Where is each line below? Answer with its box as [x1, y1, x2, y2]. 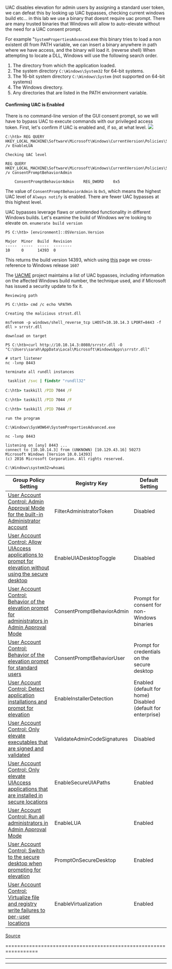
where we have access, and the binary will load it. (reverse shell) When [5, 47, 156, 53]
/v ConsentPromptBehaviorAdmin [5, 170, 72, 176]
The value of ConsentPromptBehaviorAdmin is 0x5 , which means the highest [5, 188, 161, 195]
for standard [8, 664, 37, 671]
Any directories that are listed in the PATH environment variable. [12, 90, 148, 95]
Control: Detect [8, 685, 45, 692]
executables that [8, 739, 48, 746]
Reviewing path [5, 293, 38, 298]
